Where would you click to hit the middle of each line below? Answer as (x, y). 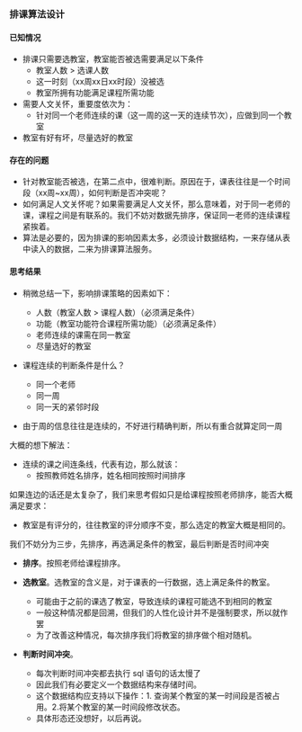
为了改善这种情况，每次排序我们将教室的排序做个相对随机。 (146, 635)
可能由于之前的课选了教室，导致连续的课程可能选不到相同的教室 (154, 601)
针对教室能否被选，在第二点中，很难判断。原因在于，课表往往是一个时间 (156, 182)
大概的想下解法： (41, 445)
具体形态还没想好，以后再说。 (91, 718)
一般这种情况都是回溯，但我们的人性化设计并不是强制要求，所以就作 (162, 612)
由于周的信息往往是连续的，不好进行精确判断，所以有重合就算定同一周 (152, 425)
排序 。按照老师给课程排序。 (74, 563)
